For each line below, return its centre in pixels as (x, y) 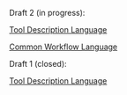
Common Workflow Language (63, 47)
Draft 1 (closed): (38, 64)
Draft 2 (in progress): (47, 13)
